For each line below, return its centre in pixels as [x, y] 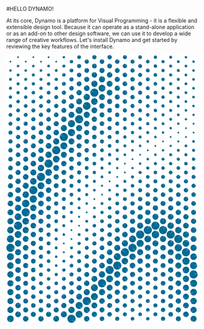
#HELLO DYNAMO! [30, 9]
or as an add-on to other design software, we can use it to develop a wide [99, 33]
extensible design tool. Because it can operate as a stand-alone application [100, 27]
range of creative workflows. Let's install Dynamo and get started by [92, 40]
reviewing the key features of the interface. [60, 46]
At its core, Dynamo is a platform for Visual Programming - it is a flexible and [102, 20]
